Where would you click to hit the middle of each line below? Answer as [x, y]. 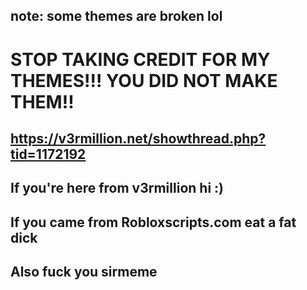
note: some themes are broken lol [116, 16]
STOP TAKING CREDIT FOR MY [140, 59]
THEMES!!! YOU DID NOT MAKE [144, 80]
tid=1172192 [48, 154]
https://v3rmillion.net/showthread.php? [138, 138]
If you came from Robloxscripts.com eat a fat [153, 222]
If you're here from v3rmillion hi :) [117, 188]
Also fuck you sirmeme [84, 272]
